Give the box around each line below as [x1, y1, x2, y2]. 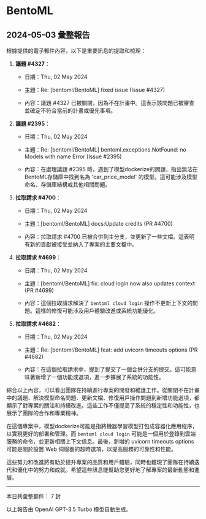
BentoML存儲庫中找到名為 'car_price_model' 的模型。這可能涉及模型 [24, 173, 198, 180]
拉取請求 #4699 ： [15, 254, 61, 261]
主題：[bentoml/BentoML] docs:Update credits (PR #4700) [24, 220, 173, 227]
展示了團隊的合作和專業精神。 [6, 409, 82, 417]
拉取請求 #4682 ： [15, 320, 61, 327]
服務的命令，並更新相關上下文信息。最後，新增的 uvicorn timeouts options [6, 438, 194, 445]
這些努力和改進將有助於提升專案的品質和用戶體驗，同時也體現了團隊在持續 [6, 458, 194, 466]
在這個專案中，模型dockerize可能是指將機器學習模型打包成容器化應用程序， [6, 423, 198, 429]
